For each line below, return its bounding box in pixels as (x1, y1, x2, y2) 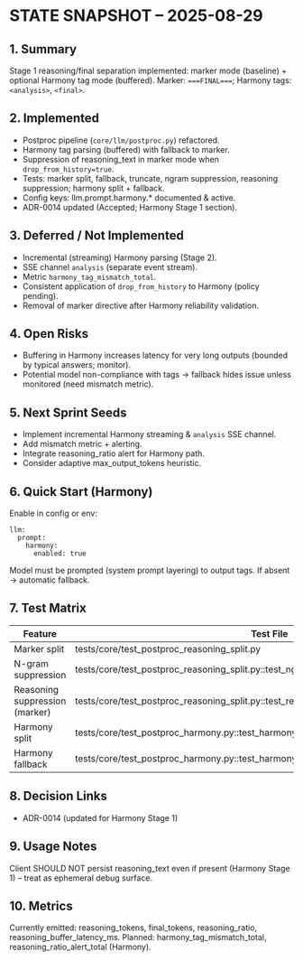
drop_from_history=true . (22, 163, 115, 174)
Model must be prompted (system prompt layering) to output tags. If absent (9, 565, 290, 576)
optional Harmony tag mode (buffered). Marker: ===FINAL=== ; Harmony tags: (9, 75, 292, 86)
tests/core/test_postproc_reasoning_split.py (75, 642, 262, 655)
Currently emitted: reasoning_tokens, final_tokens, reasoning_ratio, (9, 922, 258, 933)
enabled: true (32, 549, 87, 558)
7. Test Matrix (9, 601, 87, 616)
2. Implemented (9, 110, 100, 126)
